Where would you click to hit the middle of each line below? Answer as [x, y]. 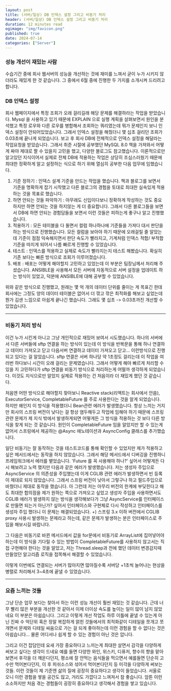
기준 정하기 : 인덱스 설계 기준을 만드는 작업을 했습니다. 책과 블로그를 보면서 [87, 181]
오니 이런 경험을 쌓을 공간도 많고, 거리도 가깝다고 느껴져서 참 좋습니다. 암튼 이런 [84, 677]
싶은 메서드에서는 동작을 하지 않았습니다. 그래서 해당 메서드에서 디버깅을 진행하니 [85, 454]
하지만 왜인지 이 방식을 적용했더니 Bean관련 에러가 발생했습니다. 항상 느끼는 [81, 405]
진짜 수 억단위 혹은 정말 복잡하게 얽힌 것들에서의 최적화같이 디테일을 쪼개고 [84, 621]
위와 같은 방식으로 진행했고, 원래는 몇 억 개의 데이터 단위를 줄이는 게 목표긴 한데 [84, 287]
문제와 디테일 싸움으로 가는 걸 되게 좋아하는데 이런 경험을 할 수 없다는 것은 [92, 628]
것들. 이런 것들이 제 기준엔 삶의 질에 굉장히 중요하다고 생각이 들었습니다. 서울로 [83, 670]
